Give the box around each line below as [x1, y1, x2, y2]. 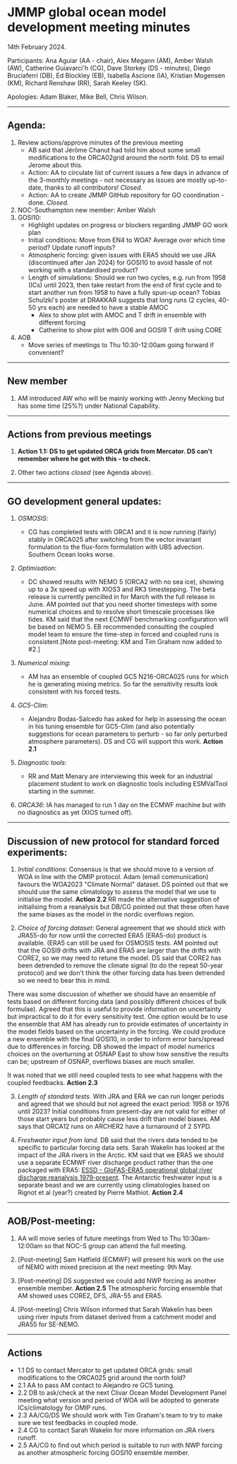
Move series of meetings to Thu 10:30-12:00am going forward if [28, 340, 214, 349]
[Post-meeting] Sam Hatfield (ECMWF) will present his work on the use [17, 1255, 224, 1264]
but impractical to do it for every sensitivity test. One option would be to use [7, 1012, 228, 1020]
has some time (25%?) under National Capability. [17, 401, 160, 410]
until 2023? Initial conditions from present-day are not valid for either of [17, 1107, 226, 1115]
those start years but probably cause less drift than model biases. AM [17, 1115, 220, 1123]
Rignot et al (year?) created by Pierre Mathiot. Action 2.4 [17, 1188, 183, 1197]
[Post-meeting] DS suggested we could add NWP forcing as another [17, 1276, 217, 1285]
